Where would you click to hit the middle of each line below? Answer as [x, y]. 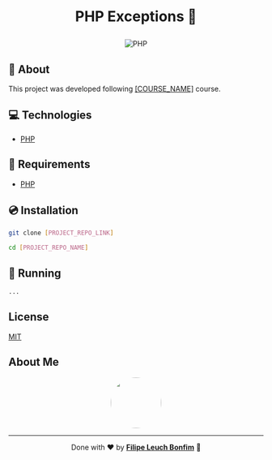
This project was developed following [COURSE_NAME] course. [115, 89]
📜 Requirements [49, 164]
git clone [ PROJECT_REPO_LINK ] [61, 233]
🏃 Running [35, 273]
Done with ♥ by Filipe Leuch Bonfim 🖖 [136, 447]
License [29, 317]
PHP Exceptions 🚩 [136, 17]
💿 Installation [43, 211]
